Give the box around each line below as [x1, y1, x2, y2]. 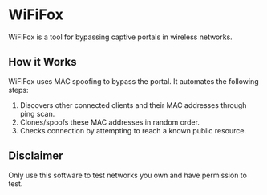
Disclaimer [8, 149, 63, 163]
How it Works [8, 55, 77, 69]
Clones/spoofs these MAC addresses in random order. [19, 117, 200, 127]
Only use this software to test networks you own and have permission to [8, 170, 247, 180]
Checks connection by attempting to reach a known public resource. [19, 125, 247, 135]
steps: [8, 85, 29, 94]
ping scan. [19, 109, 55, 118]
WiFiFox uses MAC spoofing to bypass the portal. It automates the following [8, 76, 259, 86]
